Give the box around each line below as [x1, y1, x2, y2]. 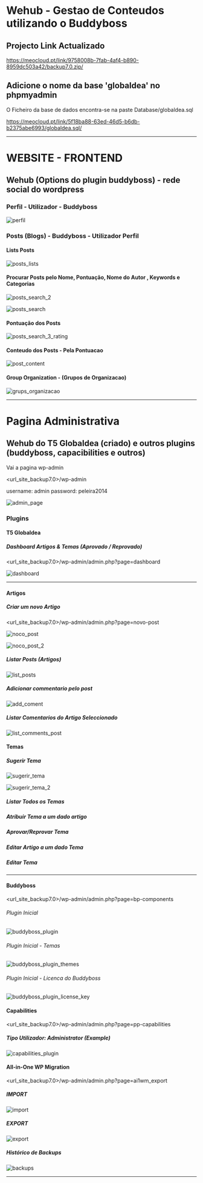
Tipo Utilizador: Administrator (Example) [6, 1034, 111, 1041]
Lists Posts [6, 246, 34, 254]
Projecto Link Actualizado [6, 41, 105, 51]
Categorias [6, 280, 35, 287]
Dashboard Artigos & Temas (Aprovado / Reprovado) [6, 543, 143, 550]
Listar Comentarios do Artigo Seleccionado [6, 714, 118, 721]
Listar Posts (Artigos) [6, 656, 62, 663]
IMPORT [6, 1090, 28, 1098]
